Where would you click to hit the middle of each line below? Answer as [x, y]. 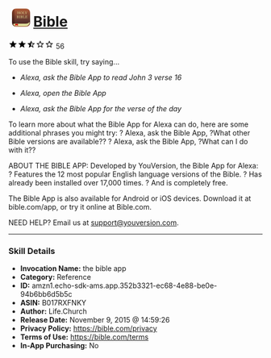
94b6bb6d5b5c [46, 294]
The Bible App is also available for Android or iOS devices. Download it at [130, 198]
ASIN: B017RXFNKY [53, 303]
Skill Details [32, 251]
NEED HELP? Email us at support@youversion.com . [94, 223]
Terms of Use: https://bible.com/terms [84, 337]
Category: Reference [55, 277]
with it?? [22, 150]
